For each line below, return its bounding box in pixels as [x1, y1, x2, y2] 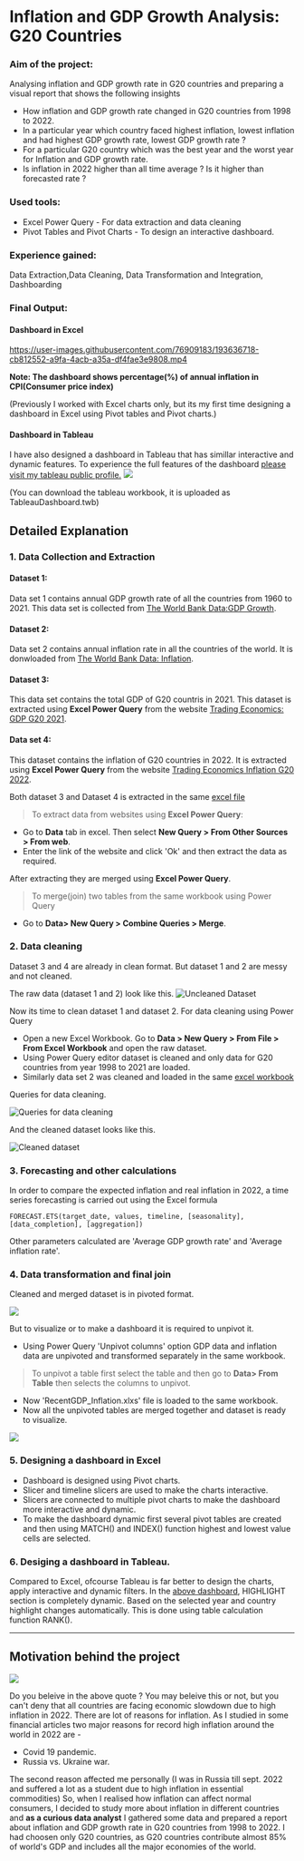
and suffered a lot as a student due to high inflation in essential [9, 1783, 244, 1794]
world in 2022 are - [9, 1729, 81, 1739]
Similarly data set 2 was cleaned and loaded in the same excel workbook [22, 1071, 294, 1082]
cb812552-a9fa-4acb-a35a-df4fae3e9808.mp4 [9, 354, 188, 365]
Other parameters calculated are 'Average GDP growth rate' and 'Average [9, 1236, 282, 1247]
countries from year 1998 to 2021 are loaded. [22, 1061, 191, 1072]
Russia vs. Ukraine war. [22, 1756, 110, 1767]
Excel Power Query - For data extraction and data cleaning [22, 216, 242, 228]
